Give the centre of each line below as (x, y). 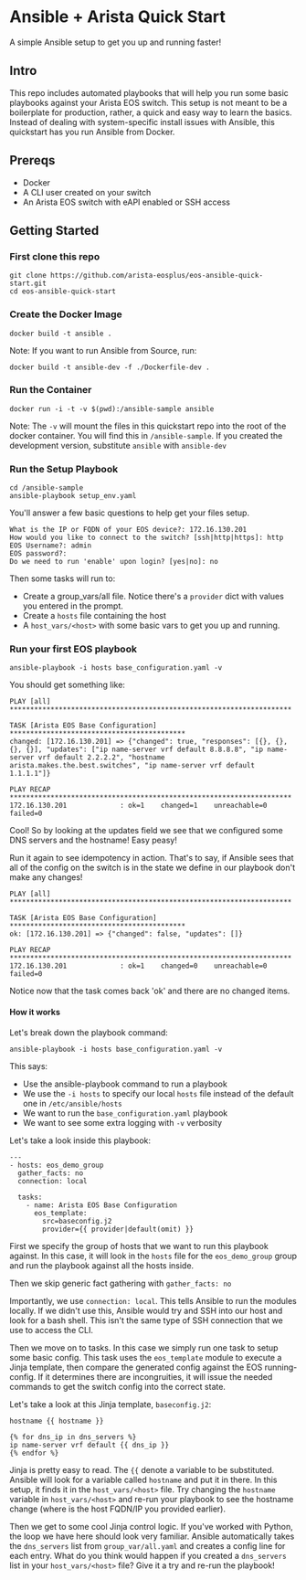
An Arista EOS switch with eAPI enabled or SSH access (127, 202)
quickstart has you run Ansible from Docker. (92, 132)
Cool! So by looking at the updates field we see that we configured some (146, 831)
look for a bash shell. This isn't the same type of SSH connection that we (146, 1320)
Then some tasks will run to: (63, 578)
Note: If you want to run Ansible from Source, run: (103, 350)
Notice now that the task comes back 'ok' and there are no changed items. (150, 991)
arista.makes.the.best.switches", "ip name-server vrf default (132, 766)
